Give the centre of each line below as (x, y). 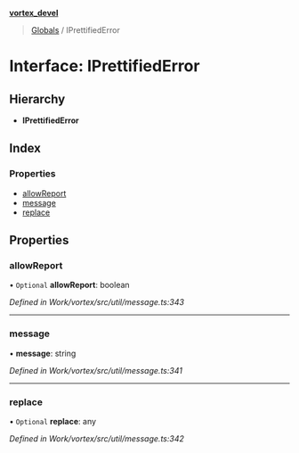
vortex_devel (34, 13)
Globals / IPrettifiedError (75, 30)
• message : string (43, 353)
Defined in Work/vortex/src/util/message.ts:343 (97, 302)
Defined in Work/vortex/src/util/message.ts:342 (97, 438)
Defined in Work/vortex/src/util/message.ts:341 (96, 370)
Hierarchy (37, 99)
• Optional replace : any (53, 421)
